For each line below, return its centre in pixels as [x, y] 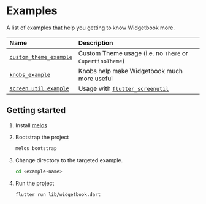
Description [96, 42]
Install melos [31, 125]
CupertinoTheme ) [101, 61]
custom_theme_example [41, 57]
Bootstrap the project [42, 137]
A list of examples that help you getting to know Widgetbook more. [90, 28]
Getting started [36, 110]
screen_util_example [39, 88]
